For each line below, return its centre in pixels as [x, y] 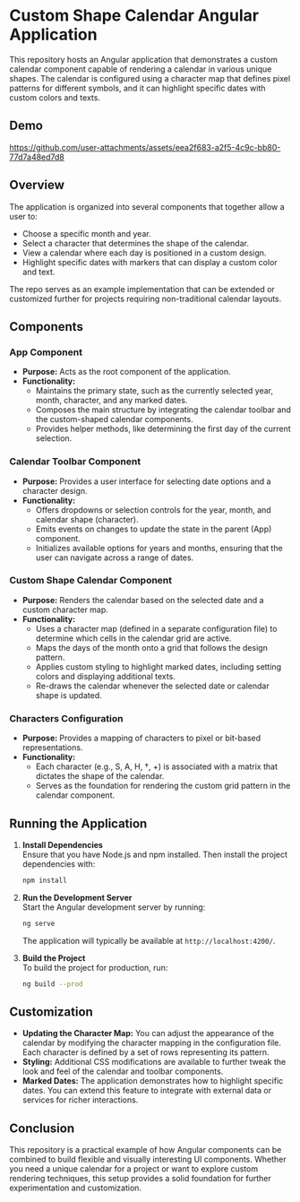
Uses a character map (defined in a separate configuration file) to [156, 628]
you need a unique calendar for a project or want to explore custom [133, 1169]
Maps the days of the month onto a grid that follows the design [152, 647]
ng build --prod [52, 984]
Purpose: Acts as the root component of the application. [126, 372]
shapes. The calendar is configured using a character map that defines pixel [150, 78]
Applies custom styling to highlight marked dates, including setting [159, 666]
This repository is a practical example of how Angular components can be [146, 1150]
